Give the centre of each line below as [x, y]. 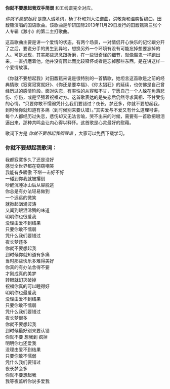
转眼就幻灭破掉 [21, 280]
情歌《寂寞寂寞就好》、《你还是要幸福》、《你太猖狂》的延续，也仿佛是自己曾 [87, 85]
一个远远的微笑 [21, 198]
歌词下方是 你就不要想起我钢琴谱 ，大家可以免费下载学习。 [66, 133]
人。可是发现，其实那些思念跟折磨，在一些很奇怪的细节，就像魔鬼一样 [78, 55]
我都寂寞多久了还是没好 [30, 160]
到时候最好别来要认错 [27, 331]
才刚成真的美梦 [21, 274]
